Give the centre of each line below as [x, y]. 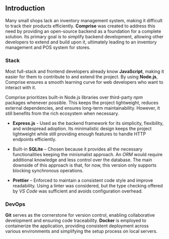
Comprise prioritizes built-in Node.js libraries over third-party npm [74, 98]
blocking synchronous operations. [48, 171]
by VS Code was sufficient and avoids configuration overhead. [77, 191]
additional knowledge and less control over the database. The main [82, 160]
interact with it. [21, 87]
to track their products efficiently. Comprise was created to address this [80, 26]
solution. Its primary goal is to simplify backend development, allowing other [84, 36]
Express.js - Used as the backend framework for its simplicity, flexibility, [88, 123]
